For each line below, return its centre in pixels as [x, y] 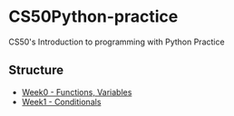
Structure [36, 70]
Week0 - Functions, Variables [77, 92]
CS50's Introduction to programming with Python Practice [117, 42]
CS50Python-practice [93, 17]
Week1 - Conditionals [61, 101]
